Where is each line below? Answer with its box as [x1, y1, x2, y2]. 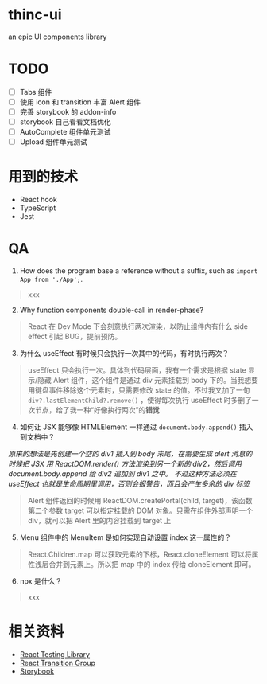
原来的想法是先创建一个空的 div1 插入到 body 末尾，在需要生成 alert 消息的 [8, 449, 253, 459]
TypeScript [19, 203, 56, 213]
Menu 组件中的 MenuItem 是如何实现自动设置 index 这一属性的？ [19, 533, 232, 542]
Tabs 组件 [19, 87, 52, 96]
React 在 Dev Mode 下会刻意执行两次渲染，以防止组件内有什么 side [27, 322, 249, 331]
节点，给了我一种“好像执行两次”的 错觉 [34, 405, 161, 415]
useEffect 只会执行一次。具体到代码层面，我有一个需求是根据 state [27, 365, 246, 375]
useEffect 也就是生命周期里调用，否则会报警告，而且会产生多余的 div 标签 [8, 479, 250, 489]
